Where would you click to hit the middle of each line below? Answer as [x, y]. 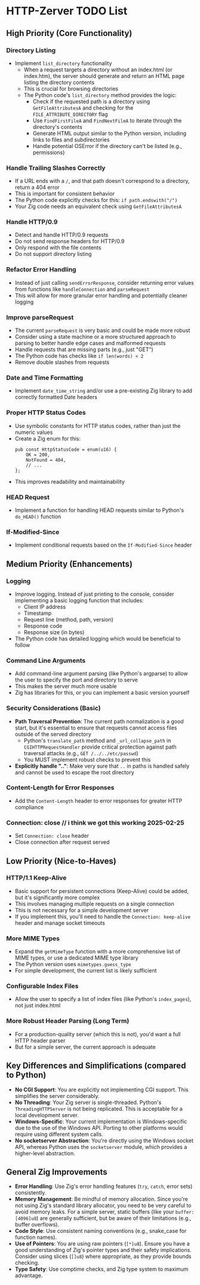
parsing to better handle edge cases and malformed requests [90, 343]
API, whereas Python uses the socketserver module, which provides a [101, 1147]
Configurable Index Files [42, 986]
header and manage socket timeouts [60, 923]
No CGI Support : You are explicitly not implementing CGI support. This [101, 1090]
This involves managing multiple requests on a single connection [94, 904]
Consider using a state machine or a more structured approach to [95, 337]
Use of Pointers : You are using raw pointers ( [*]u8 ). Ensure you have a [102, 1244]
